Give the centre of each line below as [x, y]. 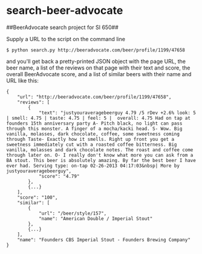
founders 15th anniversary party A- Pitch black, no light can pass [94, 123]
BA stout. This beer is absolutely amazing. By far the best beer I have [101, 160]
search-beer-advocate [65, 11]
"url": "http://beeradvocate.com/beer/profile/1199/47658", [94, 97]
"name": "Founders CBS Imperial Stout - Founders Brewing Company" [104, 239]
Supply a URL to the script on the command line [66, 39]
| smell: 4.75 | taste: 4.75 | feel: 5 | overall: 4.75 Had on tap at [98, 118]
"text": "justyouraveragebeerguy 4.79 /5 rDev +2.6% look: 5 [117, 112]
